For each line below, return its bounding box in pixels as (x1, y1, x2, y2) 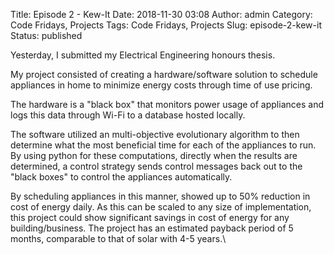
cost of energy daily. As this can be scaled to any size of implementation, (10, 201, 312, 213)
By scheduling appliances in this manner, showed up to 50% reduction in (10, 190, 311, 202)
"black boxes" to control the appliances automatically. (10, 171, 233, 183)
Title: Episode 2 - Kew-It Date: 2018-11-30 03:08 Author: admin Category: (10, 9, 313, 20)
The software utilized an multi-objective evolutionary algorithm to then (10, 129, 300, 140)
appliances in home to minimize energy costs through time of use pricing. (10, 79, 313, 91)
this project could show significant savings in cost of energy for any (10, 212, 290, 223)
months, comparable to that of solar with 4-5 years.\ (10, 233, 227, 244)
